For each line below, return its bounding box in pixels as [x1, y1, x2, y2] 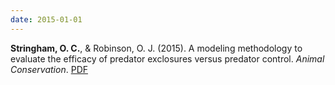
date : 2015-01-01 [10, 14, 83, 25]
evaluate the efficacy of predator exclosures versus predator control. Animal [10, 52, 325, 65]
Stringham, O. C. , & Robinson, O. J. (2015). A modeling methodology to [10, 42, 303, 54]
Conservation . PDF [10, 63, 88, 75]
